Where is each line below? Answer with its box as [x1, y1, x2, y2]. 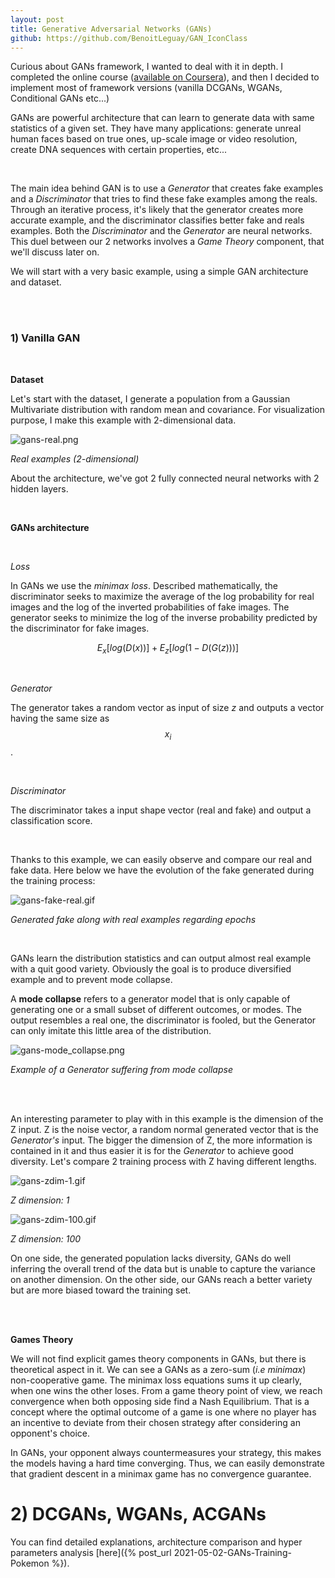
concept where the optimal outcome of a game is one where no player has [10, 1406, 317, 1418]
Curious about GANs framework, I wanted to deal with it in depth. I [10, 61, 284, 73]
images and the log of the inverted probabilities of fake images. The [10, 601, 290, 613]
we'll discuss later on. [10, 246, 100, 258]
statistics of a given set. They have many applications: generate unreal [10, 122, 302, 135]
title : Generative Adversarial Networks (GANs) [10, 24, 213, 34]
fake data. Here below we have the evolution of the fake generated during [10, 864, 315, 876]
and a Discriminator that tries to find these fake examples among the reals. [10, 193, 318, 205]
